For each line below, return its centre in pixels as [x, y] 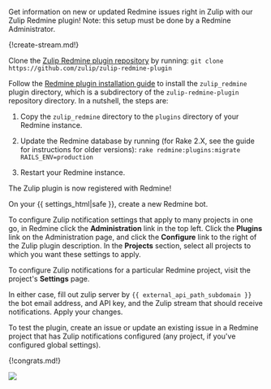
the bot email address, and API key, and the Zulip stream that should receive [136, 303]
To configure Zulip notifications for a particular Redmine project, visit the [130, 270]
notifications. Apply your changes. [66, 312]
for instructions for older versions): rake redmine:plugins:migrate [130, 149]
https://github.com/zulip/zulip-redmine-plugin [90, 68]
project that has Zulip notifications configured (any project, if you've [122, 336]
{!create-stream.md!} [44, 45]
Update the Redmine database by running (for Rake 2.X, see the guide [138, 141]
